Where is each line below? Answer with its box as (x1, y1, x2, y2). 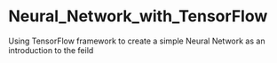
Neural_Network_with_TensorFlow (8, 6, 268, 27)
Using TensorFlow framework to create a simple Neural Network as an (8, 35, 265, 46)
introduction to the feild (8, 44, 94, 55)
